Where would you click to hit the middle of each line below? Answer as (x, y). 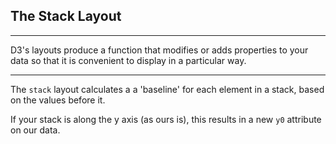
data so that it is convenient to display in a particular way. (128, 60)
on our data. (35, 130)
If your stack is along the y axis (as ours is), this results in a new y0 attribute (166, 119)
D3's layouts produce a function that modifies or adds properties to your (159, 50)
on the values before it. (58, 100)
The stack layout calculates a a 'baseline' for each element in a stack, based (167, 89)
